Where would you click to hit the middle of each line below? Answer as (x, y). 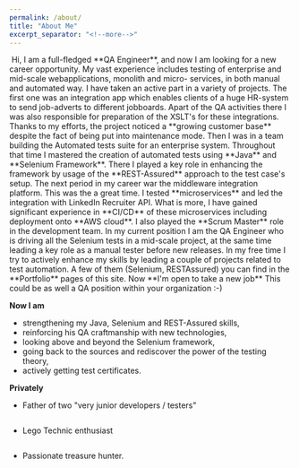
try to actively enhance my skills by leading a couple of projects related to (145, 260)
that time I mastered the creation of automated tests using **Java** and (143, 155)
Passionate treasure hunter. (73, 456)
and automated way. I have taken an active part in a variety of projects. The (148, 88)
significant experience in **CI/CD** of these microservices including (138, 212)
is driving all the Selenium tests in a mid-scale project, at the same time (141, 241)
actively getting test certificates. (81, 371)
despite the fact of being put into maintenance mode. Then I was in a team (146, 136)
